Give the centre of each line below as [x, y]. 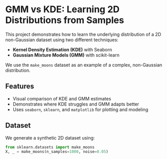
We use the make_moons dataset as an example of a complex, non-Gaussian [84, 65]
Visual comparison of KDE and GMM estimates [62, 98]
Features [20, 86]
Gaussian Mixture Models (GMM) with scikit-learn [66, 55]
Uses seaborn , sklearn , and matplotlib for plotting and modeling [80, 109]
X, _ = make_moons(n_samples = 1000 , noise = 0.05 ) [57, 152]
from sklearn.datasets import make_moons [50, 147]
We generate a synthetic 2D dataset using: [50, 138]
